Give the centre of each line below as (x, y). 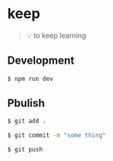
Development (41, 61)
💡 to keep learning (56, 35)
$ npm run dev (31, 79)
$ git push (25, 150)
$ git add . (27, 121)
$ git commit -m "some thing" (57, 135)
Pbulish (26, 103)
